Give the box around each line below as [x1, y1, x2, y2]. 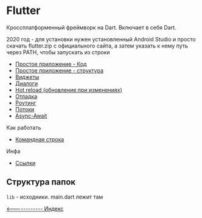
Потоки [15, 105, 35, 113]
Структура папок [6, 177, 76, 188]
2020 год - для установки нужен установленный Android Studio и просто [6, 35, 196, 43]
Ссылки [15, 159, 36, 166]
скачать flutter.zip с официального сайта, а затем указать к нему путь [6, 42, 189, 49]
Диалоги [15, 80, 38, 87]
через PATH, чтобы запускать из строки [6, 48, 111, 55]
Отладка [15, 93, 38, 100]
